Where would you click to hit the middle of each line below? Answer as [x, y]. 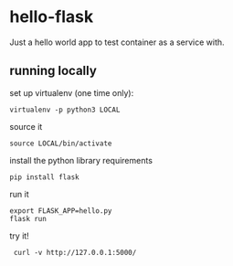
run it [19, 194]
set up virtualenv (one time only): [72, 92]
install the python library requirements [81, 160]
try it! [19, 236]
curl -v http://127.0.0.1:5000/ [75, 252]
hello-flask [52, 17]
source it [26, 126]
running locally [53, 71]
